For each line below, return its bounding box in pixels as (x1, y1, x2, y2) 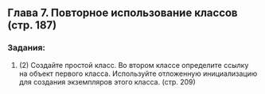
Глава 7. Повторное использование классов (7, 6, 238, 20)
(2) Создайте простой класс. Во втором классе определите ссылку (18, 60, 249, 70)
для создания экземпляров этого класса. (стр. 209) (18, 77, 196, 86)
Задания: (7, 43, 45, 54)
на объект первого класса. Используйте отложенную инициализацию (18, 69, 258, 78)
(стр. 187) (7, 19, 57, 32)
